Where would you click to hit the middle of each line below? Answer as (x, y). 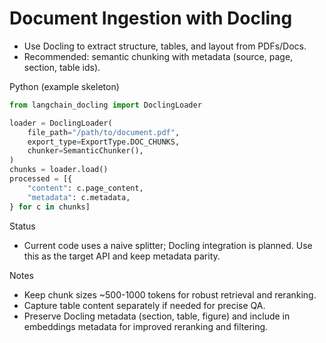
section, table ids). (62, 67)
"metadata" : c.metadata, (79, 197)
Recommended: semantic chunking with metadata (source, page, (158, 56)
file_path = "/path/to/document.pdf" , (104, 132)
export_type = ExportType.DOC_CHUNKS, (104, 142)
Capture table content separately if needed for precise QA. (144, 305)
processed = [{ (41, 179)
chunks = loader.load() (59, 170)
